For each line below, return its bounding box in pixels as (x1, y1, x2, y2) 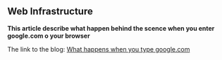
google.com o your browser (7, 31, 90, 40)
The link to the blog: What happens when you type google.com (7, 45, 190, 53)
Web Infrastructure (7, 6, 93, 17)
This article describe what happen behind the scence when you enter (7, 24, 215, 32)
